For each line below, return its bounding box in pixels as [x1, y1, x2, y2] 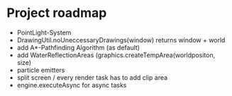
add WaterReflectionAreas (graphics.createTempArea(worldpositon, [16, 51, 216, 59]
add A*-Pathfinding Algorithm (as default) [16, 43, 140, 52]
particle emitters [16, 66, 65, 74]
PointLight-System [16, 28, 72, 37]
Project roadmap [6, 5, 107, 21]
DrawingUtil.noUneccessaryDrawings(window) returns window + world [16, 35, 226, 44]
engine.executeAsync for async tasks [16, 80, 127, 89]
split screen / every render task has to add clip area [16, 73, 168, 82]
